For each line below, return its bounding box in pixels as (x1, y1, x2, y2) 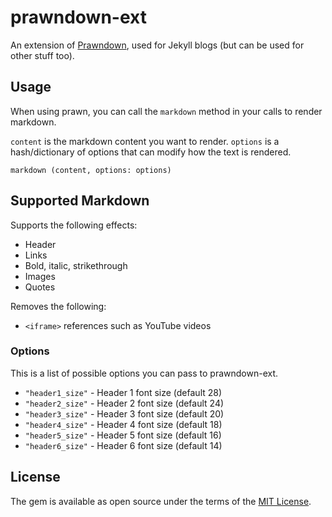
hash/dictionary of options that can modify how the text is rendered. (10, 146, 292, 158)
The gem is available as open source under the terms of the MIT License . (10, 495, 312, 507)
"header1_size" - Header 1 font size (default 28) (24, 386, 223, 398)
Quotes (24, 281, 56, 293)
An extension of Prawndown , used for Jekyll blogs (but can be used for (10, 39, 305, 51)
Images (24, 270, 56, 282)
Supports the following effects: (10, 219, 138, 231)
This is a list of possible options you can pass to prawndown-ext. (10, 367, 279, 379)
